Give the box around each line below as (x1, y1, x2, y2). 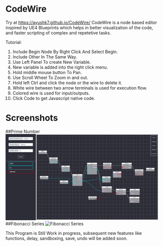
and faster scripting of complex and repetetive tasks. (5, 30, 111, 36)
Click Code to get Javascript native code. (12, 95, 96, 101)
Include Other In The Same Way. (12, 54, 77, 59)
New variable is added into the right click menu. (12, 64, 108, 70)
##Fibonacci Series (5, 221, 45, 227)
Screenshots (5, 113, 58, 124)
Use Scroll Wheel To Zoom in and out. (12, 75, 89, 80)
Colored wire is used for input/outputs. (12, 90, 90, 96)
